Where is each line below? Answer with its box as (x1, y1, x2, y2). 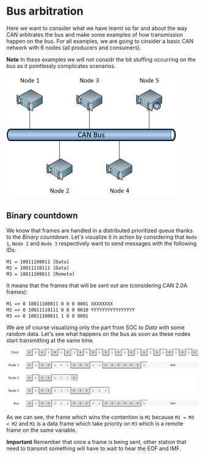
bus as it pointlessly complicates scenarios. (6, 62, 116, 70)
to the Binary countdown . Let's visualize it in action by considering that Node (6, 233, 197, 241)
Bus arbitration (6, 4, 84, 18)
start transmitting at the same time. (6, 336, 95, 344)
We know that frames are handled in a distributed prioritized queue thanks (6, 227, 193, 234)
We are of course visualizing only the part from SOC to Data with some (6, 324, 185, 331)
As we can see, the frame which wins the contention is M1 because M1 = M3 (6, 413, 195, 421)
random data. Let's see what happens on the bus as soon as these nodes (6, 330, 191, 337)
